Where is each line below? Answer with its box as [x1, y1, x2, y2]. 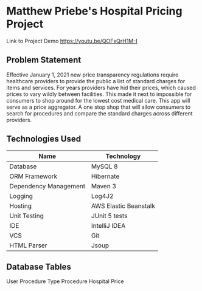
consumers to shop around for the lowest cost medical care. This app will [6, 97, 190, 104]
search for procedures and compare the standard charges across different [6, 109, 193, 117]
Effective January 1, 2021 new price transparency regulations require [6, 71, 179, 78]
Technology [105, 152, 141, 160]
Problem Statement [6, 55, 82, 65]
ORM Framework [9, 172, 58, 180]
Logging [9, 191, 33, 200]
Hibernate [91, 172, 120, 180]
